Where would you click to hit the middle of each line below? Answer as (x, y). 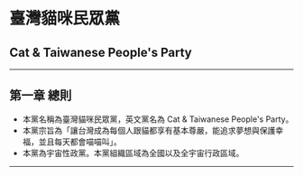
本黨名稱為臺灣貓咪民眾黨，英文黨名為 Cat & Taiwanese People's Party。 (158, 119)
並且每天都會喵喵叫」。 (80, 142)
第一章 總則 (41, 96)
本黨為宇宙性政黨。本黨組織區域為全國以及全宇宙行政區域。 (133, 153)
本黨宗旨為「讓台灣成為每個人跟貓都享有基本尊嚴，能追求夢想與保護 (149, 130)
